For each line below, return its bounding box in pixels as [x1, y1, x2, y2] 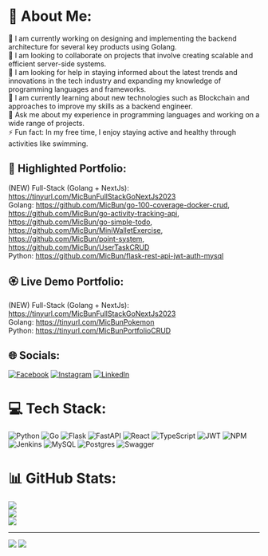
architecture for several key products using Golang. [8, 41, 177, 51]
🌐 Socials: [8, 349, 61, 362]
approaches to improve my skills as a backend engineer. [8, 101, 193, 111]
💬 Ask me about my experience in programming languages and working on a [8, 109, 260, 119]
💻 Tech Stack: [8, 399, 107, 417]
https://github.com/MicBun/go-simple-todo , [8, 217, 153, 227]
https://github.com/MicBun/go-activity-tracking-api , [8, 208, 179, 218]
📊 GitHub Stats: [8, 469, 117, 487]
